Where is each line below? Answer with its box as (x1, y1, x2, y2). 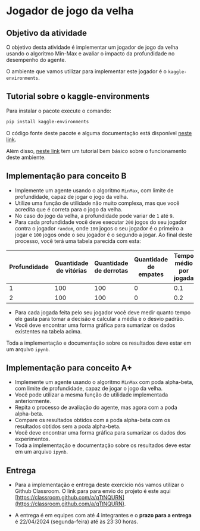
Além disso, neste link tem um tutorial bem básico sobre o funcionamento (6, 147, 187, 154)
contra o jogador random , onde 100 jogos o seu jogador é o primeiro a (14, 224, 183, 232)
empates (138, 270, 164, 278)
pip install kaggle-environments (6, 118, 89, 124)
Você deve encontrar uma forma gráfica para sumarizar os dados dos (14, 429, 186, 436)
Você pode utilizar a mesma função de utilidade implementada (14, 391, 168, 398)
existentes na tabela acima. (14, 327, 82, 335)
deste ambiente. (6, 154, 46, 161)
